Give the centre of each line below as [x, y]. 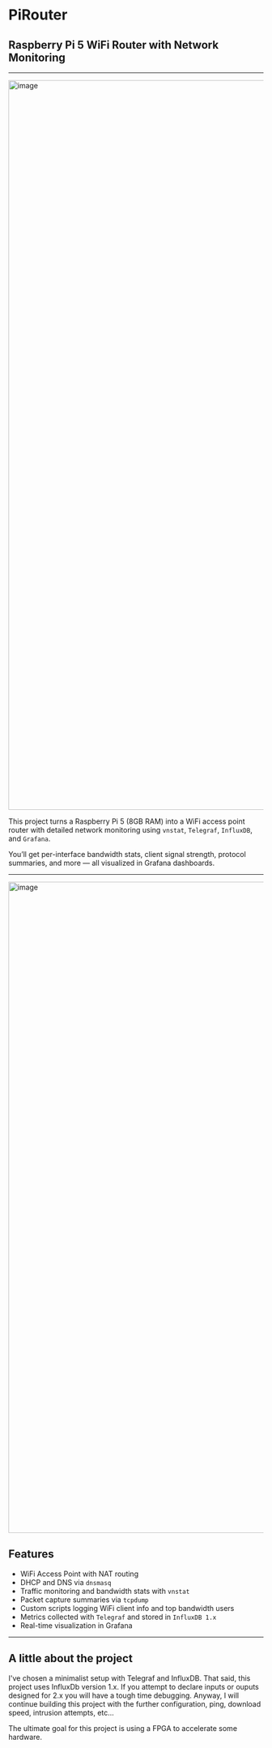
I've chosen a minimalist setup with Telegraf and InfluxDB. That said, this [130, 1678]
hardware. [25, 1737]
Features [31, 1554]
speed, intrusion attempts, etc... [62, 1712]
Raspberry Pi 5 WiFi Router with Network [114, 45]
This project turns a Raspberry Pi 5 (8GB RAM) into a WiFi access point [127, 821]
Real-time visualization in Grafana [76, 1625]
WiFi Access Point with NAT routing [79, 1574]
